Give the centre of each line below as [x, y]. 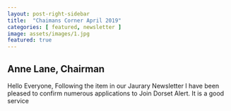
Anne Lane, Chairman [56, 69]
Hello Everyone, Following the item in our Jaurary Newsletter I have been [113, 86]
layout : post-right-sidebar [49, 14]
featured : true [30, 40]
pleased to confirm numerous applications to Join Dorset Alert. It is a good [116, 93]
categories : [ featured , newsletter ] [64, 27]
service [18, 100]
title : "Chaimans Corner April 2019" [64, 21]
